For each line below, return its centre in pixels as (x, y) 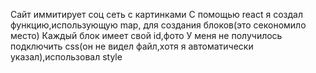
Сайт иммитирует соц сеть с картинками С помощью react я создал (156, 14)
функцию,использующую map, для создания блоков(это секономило (158, 25)
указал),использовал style (66, 57)
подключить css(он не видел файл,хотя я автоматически (132, 46)
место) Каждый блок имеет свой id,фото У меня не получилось (146, 35)
